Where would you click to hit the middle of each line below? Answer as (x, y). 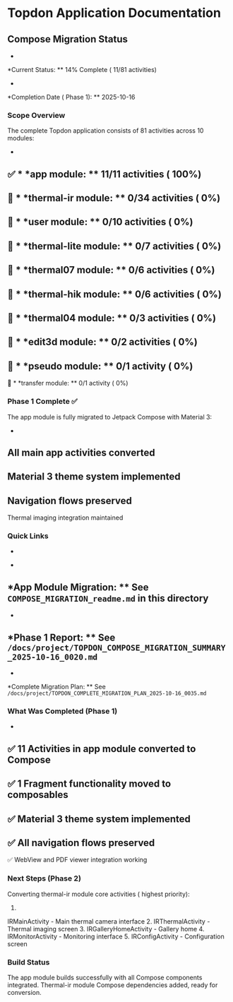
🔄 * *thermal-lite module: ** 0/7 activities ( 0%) (114, 246)
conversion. (24, 992)
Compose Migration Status (68, 39)
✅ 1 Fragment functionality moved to (89, 784)
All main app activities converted (81, 452)
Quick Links (28, 536)
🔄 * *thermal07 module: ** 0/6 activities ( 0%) (111, 270)
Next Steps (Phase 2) (44, 878)
